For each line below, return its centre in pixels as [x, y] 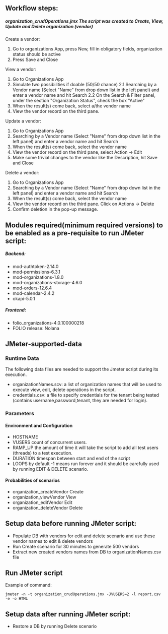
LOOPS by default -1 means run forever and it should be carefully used [86, 464]
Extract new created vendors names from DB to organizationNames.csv [87, 552]
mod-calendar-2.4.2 [33, 293]
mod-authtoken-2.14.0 [35, 266]
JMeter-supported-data [44, 344]
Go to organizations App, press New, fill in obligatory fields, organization [87, 49]
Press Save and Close [35, 59]
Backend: [16, 253]
